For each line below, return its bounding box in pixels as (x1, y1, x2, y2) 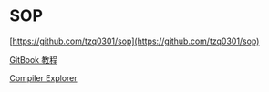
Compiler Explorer (9, 72, 78, 83)
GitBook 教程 (9, 54, 57, 65)
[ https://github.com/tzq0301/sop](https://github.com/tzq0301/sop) (9, 36, 260, 46)
